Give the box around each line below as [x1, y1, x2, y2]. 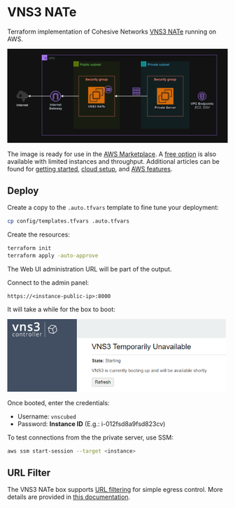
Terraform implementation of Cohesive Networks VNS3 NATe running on [7, 27, 217, 36]
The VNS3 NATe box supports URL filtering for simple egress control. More [7, 486, 224, 494]
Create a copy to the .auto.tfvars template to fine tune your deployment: [7, 204, 219, 212]
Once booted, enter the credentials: [7, 398, 110, 407]
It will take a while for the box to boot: [7, 305, 115, 313]
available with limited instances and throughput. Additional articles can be [7, 157, 220, 165]
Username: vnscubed [17, 412, 77, 421]
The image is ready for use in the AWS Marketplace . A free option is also [7, 150, 217, 158]
